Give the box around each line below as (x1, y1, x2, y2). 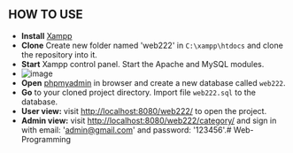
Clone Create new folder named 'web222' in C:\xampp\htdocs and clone (20, 40, 284, 50)
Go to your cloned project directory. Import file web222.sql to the (20, 87, 256, 97)
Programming (20, 134, 72, 144)
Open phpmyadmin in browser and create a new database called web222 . (20, 77, 286, 88)
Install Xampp (20, 30, 73, 41)
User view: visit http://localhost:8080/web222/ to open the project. (20, 105, 267, 116)
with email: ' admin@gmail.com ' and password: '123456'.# (20, 124, 232, 135)
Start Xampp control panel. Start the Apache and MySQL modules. (20, 58, 265, 69)
